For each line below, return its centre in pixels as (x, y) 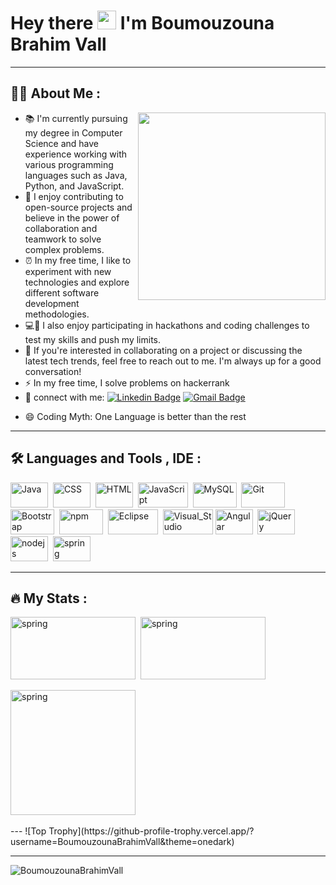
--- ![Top (28, 831)
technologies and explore (77, 282)
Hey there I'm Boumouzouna (142, 23)
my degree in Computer (73, 132)
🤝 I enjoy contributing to (74, 196)
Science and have (62, 143)
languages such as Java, (76, 175)
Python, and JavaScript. (74, 186)
